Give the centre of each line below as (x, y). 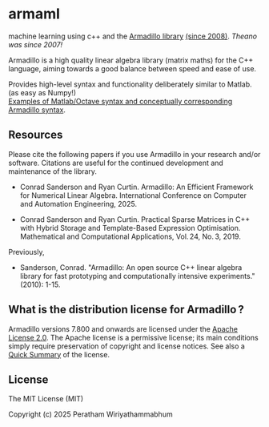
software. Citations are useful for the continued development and (116, 163)
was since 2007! (36, 44)
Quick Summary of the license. (59, 354)
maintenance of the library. (53, 171)
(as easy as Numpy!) (42, 92)
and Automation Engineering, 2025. (78, 203)
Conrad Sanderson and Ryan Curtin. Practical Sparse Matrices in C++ (135, 219)
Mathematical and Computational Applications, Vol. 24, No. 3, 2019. (130, 236)
